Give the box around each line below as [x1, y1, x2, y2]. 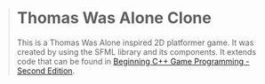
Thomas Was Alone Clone [16, 8, 213, 28]
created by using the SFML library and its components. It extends [16, 46, 257, 57]
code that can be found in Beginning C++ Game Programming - [16, 56, 250, 66]
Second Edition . [16, 65, 76, 76]
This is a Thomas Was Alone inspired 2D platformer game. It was [16, 37, 254, 48]
